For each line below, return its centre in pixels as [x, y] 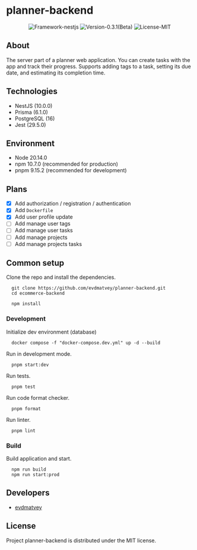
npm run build [29, 470]
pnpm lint [23, 431]
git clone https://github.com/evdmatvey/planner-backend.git [89, 288]
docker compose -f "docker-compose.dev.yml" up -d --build [86, 343]
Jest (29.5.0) [30, 125]
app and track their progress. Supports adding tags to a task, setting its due [99, 66]
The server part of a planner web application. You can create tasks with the [98, 60]
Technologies [32, 91]
